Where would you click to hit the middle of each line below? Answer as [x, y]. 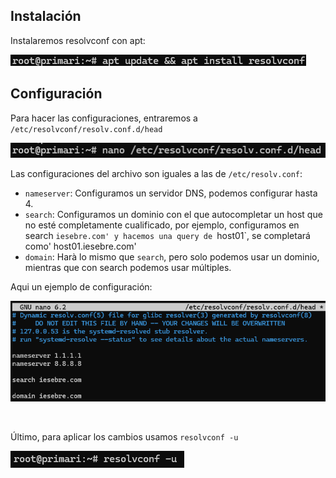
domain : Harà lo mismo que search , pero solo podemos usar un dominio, [172, 256]
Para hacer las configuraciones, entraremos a [104, 118]
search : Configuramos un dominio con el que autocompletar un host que [173, 214]
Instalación [46, 16]
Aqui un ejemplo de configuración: [81, 286]
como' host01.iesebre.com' [80, 246]
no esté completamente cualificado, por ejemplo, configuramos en [162, 225]
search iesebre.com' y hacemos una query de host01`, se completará [167, 235]
